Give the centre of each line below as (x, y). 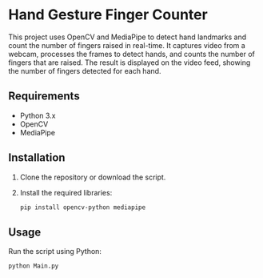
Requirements (44, 97)
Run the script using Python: (55, 252)
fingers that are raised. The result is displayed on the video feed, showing (130, 62)
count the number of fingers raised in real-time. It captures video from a (127, 45)
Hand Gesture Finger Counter (108, 15)
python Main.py (34, 266)
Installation (37, 158)
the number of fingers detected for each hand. (85, 71)
